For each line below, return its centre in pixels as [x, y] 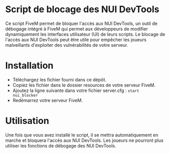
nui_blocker [25, 95]
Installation [29, 66]
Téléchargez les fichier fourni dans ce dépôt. [59, 79]
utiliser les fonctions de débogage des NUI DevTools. [61, 145]
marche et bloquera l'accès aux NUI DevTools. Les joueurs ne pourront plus [84, 140]
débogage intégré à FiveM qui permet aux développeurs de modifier [77, 28]
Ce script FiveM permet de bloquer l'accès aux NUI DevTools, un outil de [81, 23]
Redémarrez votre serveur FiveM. [47, 100]
